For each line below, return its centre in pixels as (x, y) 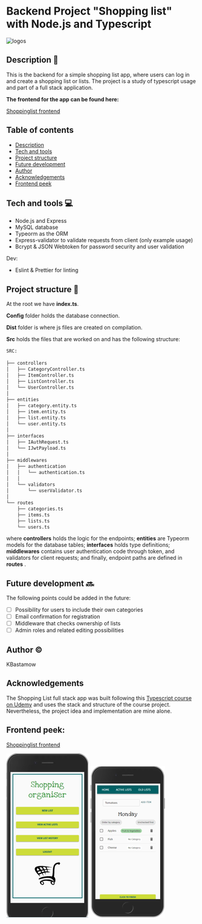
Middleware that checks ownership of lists (68, 623)
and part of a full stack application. (50, 87)
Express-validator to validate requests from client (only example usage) (104, 240)
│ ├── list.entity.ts (36, 418)
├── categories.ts (40, 509)
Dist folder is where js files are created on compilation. (74, 328)
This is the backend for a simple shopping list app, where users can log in (98, 75)
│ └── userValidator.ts (44, 491)
